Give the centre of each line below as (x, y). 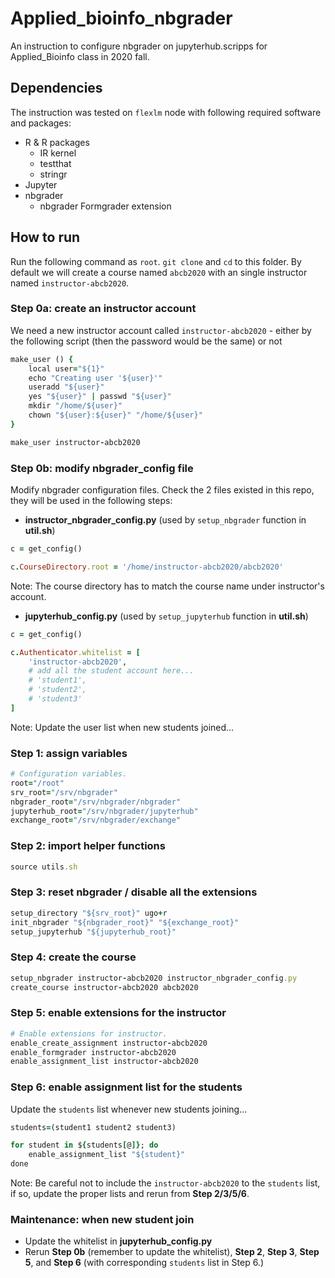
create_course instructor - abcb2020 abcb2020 (104, 987)
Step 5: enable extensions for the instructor (118, 1013)
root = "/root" (37, 783)
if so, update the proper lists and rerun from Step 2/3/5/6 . (130, 1194)
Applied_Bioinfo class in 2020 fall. (80, 56)
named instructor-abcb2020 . (70, 283)
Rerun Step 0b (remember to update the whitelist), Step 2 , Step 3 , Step (172, 1252)
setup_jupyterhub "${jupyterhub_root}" (93, 932)
